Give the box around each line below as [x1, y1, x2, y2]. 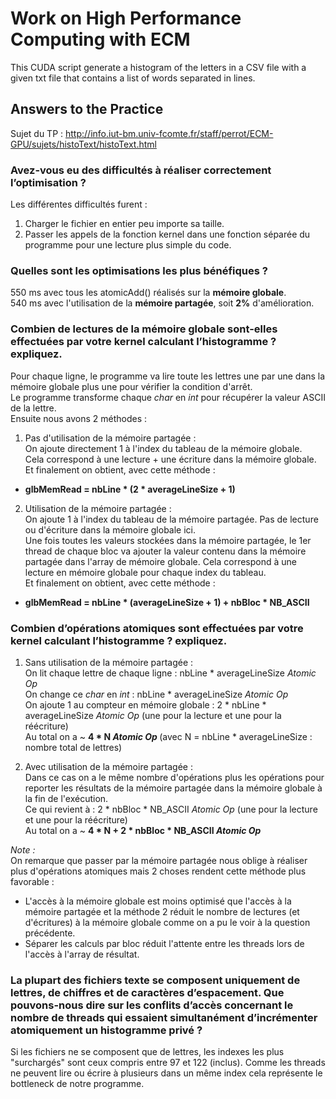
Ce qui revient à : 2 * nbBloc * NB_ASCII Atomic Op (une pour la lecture [24, 803, 318, 815]
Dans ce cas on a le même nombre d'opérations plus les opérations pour [24, 771, 325, 783]
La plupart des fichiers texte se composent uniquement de [10, 973, 301, 987]
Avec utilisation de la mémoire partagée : [24, 760, 193, 772]
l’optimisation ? [10, 175, 87, 189]
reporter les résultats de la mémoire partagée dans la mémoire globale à [24, 782, 323, 794]
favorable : [10, 875, 55, 887]
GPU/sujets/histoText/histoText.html [10, 138, 157, 150]
